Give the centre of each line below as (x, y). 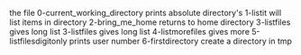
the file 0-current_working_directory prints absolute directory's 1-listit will (146, 13)
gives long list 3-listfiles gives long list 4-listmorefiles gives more (130, 31)
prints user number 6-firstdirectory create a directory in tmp (181, 41)
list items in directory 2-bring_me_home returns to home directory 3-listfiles (150, 22)
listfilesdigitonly (38, 41)
